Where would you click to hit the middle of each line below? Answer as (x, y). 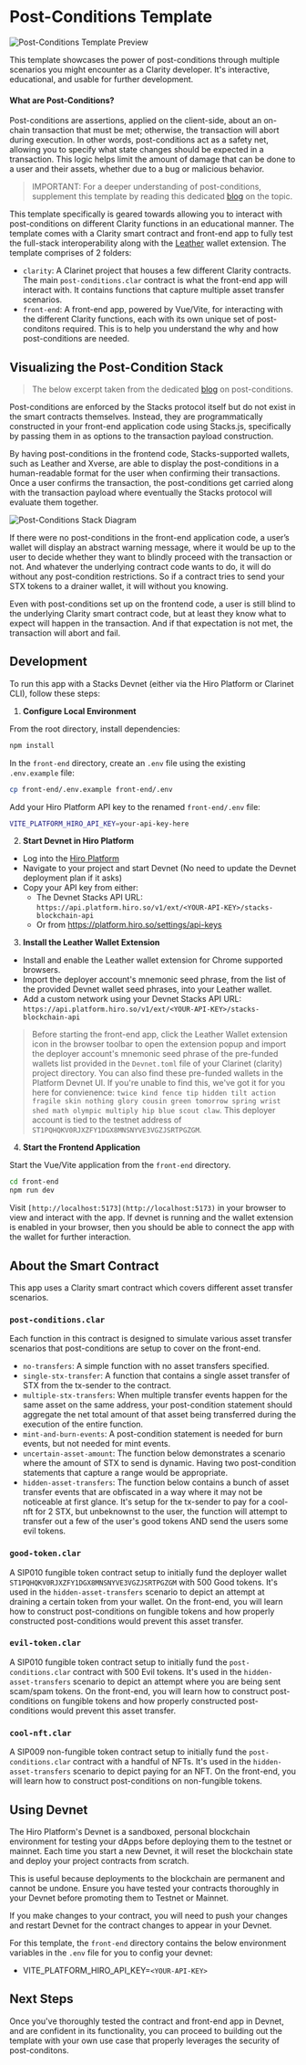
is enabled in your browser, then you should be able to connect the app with (152, 1227)
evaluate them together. (54, 502)
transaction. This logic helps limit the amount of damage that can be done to (153, 159)
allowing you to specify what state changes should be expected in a (137, 150)
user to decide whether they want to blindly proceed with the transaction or (151, 557)
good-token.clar (46, 1554)
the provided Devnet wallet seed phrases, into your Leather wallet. (147, 989)
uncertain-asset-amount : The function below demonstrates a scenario (154, 1453)
